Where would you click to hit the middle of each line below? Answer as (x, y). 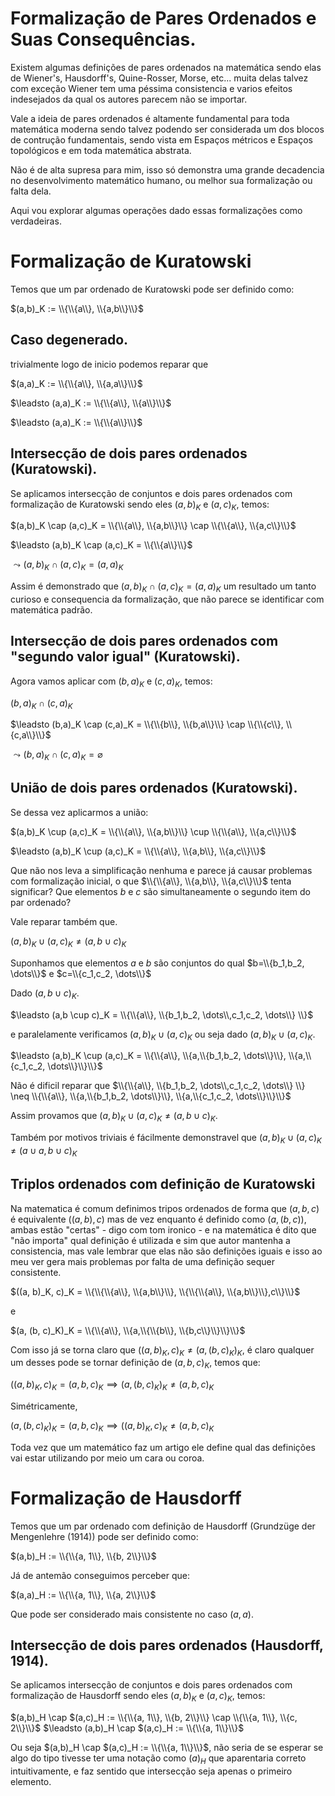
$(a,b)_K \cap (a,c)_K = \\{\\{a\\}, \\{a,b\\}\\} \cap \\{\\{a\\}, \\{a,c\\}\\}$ (153, 526)
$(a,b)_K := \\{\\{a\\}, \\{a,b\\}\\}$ (77, 308)
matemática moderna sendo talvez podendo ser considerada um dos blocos (167, 129)
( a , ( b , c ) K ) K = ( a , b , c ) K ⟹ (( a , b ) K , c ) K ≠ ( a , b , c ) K (112, 1426)
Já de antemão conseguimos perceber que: (100, 1575)
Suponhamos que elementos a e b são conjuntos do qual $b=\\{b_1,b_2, (157, 963)
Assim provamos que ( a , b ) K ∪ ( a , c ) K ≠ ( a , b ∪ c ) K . (114, 1117)
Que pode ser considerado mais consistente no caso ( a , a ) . (132, 1614)
